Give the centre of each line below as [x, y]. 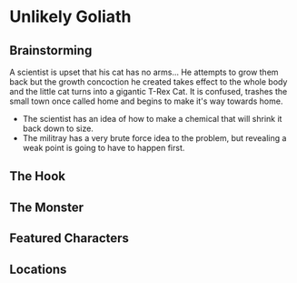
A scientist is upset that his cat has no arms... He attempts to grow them [144, 72]
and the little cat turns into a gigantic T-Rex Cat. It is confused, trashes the [148, 91]
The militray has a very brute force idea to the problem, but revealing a [154, 138]
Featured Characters [69, 238]
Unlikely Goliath [70, 17]
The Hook [38, 176]
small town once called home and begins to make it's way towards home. [146, 101]
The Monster [47, 207]
